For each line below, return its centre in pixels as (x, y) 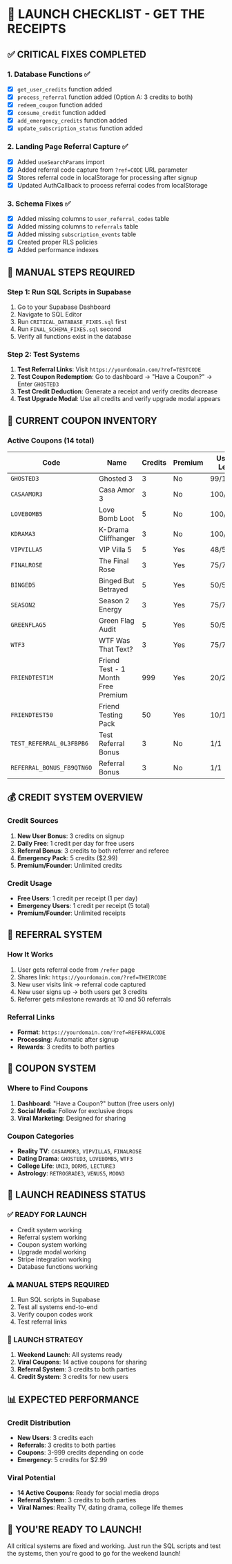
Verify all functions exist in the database (74, 337)
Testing (111, 715)
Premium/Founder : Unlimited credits (69, 865)
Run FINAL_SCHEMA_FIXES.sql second (69, 329)
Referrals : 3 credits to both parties (66, 1445)
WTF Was (115, 641)
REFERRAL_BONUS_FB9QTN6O (51, 768)
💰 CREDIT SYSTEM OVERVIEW (75, 798)
